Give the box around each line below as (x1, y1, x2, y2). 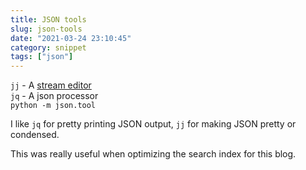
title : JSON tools (10, 14, 87, 25)
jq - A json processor (10, 90, 99, 102)
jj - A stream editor (10, 79, 92, 91)
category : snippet (10, 42, 87, 53)
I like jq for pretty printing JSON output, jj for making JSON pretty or (10, 118, 297, 130)
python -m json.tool (10, 101, 97, 111)
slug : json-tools (10, 24, 83, 34)
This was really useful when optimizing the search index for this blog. (10, 148, 297, 160)
